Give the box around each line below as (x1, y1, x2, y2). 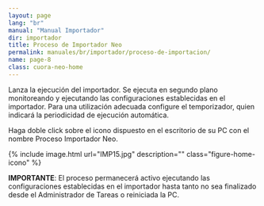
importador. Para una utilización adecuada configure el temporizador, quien (8, 101, 255, 111)
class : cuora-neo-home (8, 63, 83, 71)
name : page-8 (8, 56, 52, 64)
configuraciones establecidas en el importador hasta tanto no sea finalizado (8, 181, 257, 191)
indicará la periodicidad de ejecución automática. (8, 110, 169, 120)
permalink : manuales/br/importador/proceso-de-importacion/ (8, 48, 212, 56)
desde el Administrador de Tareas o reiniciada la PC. (8, 189, 180, 199)
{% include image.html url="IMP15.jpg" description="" (8, 149, 185, 158)
